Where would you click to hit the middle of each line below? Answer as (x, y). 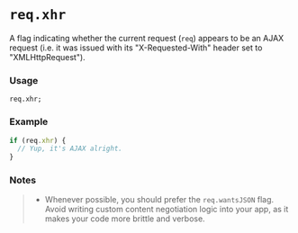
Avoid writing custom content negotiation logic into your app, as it (167, 210)
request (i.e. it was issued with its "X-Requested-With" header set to (136, 48)
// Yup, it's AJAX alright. (70, 149)
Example (29, 121)
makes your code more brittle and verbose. (125, 219)
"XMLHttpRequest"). (47, 57)
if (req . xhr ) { (38, 140)
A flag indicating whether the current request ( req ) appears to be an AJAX (147, 38)
